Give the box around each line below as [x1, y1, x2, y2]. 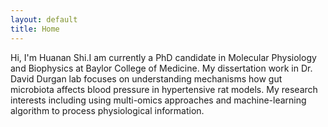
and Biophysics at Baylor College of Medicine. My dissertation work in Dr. [10, 62, 313, 74]
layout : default [10, 14, 78, 25]
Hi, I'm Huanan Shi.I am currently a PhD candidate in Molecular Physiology [10, 51, 317, 63]
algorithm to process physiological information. [10, 104, 205, 116]
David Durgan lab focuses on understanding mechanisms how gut [10, 72, 283, 85]
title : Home [10, 24, 60, 34]
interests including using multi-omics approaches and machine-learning [10, 94, 307, 106]
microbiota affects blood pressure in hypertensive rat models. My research [10, 83, 318, 95]
